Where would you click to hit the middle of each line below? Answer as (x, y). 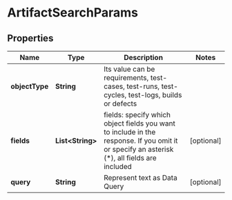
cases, (114, 86)
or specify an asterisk (138, 149)
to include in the (129, 132)
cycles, (115, 95)
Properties (30, 38)
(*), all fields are (130, 158)
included (118, 167)
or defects (120, 103)
